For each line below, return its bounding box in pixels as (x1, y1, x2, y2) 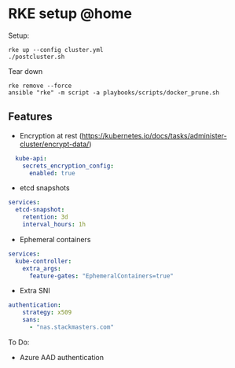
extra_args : (22, 264, 61, 272)
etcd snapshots (19, 183, 70, 193)
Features (8, 110, 53, 123)
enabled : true (28, 169, 76, 177)
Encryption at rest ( (19, 131, 83, 140)
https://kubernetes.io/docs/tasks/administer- (81, 131, 227, 140)
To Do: (8, 337, 30, 347)
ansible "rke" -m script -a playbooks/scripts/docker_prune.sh (8, 88, 220, 97)
